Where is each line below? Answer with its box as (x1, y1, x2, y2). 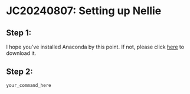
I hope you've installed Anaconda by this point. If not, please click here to (6, 43, 185, 50)
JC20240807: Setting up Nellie (6, 4, 162, 18)
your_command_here (6, 82, 51, 88)
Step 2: (6, 67, 34, 77)
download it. (6, 50, 37, 57)
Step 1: (6, 28, 32, 38)
